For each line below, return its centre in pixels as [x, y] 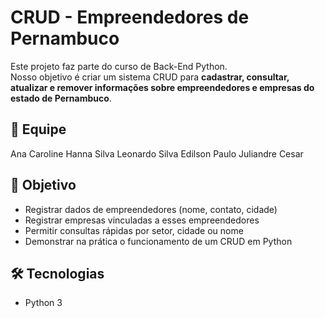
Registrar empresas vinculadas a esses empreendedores [142, 220]
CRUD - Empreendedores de [130, 17]
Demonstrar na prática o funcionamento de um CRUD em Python [158, 241]
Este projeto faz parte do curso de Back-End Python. [119, 66]
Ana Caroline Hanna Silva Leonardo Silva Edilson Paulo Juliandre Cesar [157, 153]
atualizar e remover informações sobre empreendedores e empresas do [162, 87]
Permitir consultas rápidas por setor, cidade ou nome [134, 230]
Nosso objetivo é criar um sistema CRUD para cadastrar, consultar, [150, 77]
